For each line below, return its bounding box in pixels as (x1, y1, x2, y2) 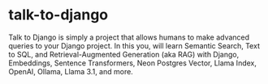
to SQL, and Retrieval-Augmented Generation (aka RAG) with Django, (8, 49, 240, 59)
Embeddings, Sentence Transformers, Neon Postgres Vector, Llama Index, (8, 58, 257, 68)
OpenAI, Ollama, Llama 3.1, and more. (8, 66, 134, 76)
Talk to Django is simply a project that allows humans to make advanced (8, 32, 250, 42)
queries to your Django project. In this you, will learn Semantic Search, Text (8, 40, 260, 50)
